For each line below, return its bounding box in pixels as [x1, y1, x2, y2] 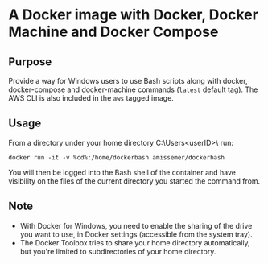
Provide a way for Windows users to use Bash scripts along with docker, [8, 76, 248, 85]
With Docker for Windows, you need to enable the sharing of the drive [19, 221, 253, 230]
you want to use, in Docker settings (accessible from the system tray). [19, 229, 253, 239]
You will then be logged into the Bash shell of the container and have [8, 167, 236, 177]
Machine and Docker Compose [8, 23, 219, 41]
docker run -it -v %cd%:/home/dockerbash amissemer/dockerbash [8, 153, 225, 162]
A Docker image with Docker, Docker [8, 6, 259, 24]
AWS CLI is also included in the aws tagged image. [8, 93, 175, 102]
